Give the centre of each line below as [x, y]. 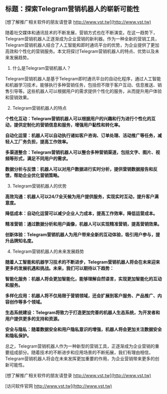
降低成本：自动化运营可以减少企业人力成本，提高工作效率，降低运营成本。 [81, 213]
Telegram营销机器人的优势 [40, 186]
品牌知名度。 [22, 240]
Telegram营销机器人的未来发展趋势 [48, 251]
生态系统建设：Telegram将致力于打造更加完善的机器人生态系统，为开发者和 [83, 312]
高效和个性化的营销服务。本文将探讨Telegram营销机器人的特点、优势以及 [80, 51]
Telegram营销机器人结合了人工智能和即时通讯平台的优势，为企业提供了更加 [82, 45]
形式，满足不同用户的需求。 [42, 158]
